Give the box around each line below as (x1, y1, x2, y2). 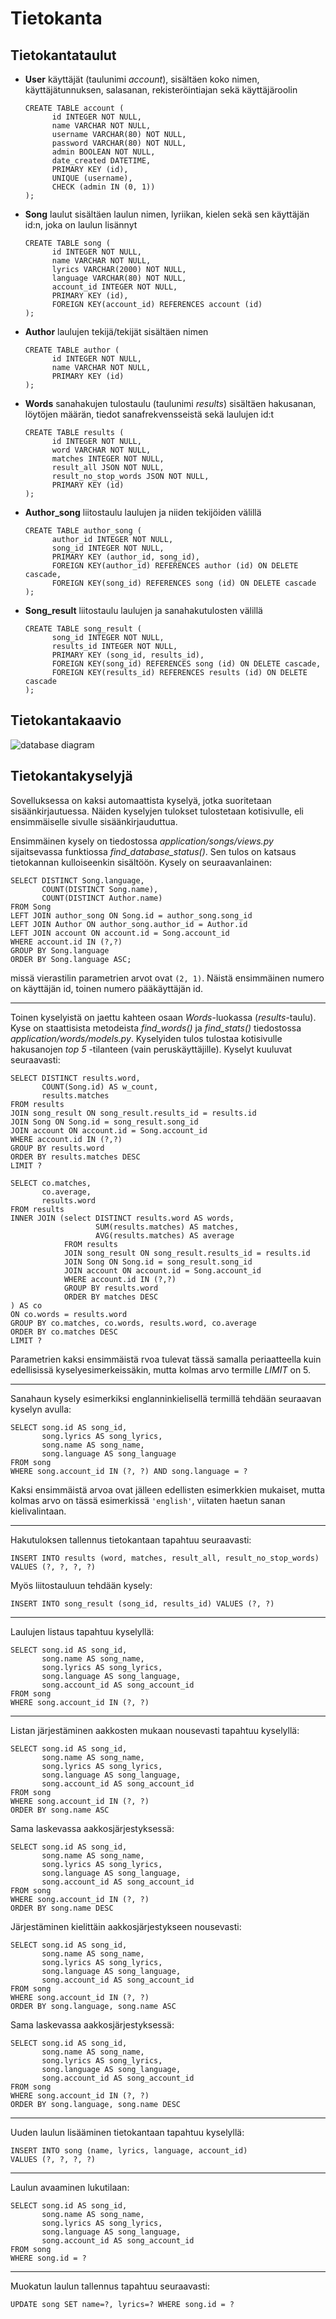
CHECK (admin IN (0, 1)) (51, 182, 156, 192)
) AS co (10, 1300, 43, 1311)
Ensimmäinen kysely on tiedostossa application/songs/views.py (10, 835, 274, 847)
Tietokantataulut (10, 47, 117, 64)
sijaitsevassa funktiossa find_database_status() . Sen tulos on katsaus (10, 845, 297, 857)
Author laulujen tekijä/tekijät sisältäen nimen (24, 326, 209, 337)
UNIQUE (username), (51, 173, 133, 183)
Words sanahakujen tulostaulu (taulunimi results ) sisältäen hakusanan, (24, 398, 317, 409)
